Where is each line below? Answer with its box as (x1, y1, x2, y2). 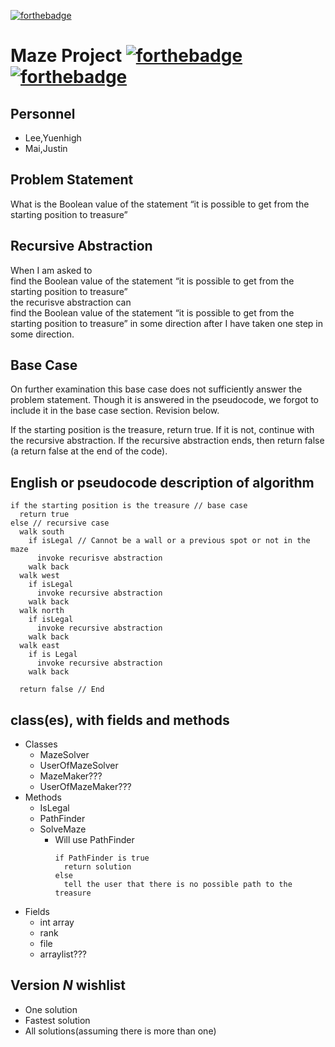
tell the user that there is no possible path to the (63, 880, 293, 890)
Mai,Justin (24, 143, 68, 154)
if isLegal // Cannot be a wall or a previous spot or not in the (28, 536, 311, 546)
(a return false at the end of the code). (10, 445, 168, 457)
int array (39, 916, 75, 929)
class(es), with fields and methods (10, 711, 230, 729)
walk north (19, 606, 65, 616)
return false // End (19, 685, 105, 695)
